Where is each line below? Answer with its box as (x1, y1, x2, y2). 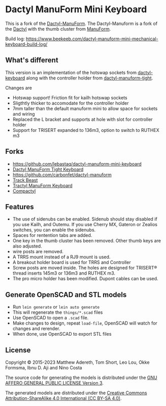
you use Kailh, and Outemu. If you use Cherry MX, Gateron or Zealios (12, 222, 157, 228)
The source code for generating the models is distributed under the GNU (5, 374, 157, 381)
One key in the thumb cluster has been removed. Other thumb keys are (12, 238, 161, 244)
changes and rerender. (12, 326, 60, 332)
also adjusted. (12, 243, 42, 249)
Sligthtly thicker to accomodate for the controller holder (12, 100, 129, 106)
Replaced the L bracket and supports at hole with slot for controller (12, 116, 153, 122)
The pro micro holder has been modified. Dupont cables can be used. (12, 276, 158, 282)
